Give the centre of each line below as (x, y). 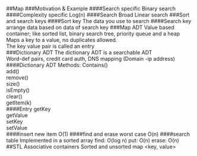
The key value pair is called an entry (50, 46)
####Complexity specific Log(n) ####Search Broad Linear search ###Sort (98, 15)
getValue (17, 115)
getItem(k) (19, 103)
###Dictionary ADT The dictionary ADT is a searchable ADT (79, 52)
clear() (14, 96)
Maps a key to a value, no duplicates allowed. (62, 40)
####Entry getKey (28, 109)
